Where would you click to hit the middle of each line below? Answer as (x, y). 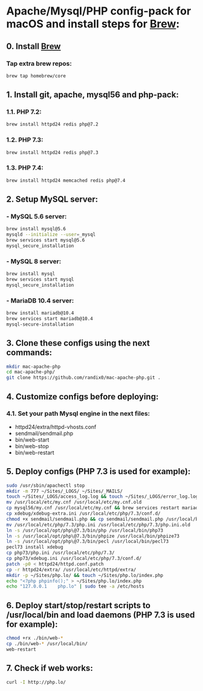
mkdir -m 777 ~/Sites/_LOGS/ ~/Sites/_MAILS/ (64, 491)
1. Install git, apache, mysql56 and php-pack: (93, 95)
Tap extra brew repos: (39, 63)
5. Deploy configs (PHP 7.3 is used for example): (98, 471)
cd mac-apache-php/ (31, 372)
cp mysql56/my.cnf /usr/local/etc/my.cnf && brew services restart (93, 508)
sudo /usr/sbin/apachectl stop (46, 485)
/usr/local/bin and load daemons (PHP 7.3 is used (101, 615)
